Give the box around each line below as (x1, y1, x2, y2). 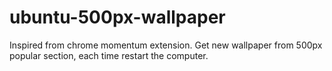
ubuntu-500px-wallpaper (9, 6, 226, 29)
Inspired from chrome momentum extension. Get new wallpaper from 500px (9, 39, 323, 51)
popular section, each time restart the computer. (9, 49, 209, 61)
